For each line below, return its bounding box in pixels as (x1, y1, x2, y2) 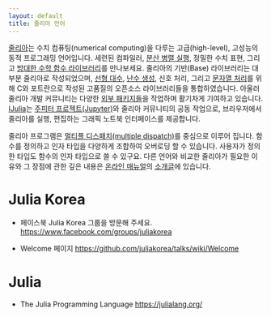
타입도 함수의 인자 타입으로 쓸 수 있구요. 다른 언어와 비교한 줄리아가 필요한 (16, 151, 250, 161)
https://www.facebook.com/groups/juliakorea (19, 227, 172, 237)
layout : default (8, 11, 63, 20)
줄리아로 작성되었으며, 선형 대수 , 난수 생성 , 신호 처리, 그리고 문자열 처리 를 (23, 73, 254, 83)
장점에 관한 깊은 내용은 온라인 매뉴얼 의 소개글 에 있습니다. (32, 161, 212, 171)
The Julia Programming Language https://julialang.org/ (19, 299, 203, 309)
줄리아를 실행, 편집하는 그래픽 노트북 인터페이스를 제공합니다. (8, 114, 201, 123)
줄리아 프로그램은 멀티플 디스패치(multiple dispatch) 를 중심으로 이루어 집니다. (8, 131, 255, 140)
